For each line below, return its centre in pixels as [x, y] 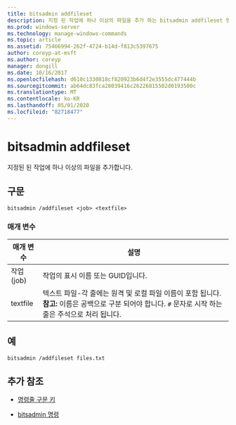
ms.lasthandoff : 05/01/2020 [48, 106]
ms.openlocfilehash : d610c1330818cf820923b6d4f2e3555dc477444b [102, 79]
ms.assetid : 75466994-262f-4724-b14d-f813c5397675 [83, 46]
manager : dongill [33, 66]
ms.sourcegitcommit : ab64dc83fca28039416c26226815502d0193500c [102, 86]
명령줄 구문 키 [36, 400]
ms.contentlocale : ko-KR [44, 99]
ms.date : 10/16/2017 [38, 72]
